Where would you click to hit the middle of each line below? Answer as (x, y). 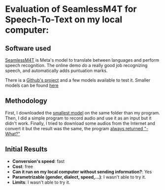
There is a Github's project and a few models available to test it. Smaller (78, 80)
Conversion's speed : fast (38, 161)
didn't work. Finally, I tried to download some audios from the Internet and (80, 123)
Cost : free (23, 166)
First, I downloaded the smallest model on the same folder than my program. (82, 113)
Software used (28, 48)
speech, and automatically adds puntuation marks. (56, 71)
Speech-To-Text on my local (64, 19)
